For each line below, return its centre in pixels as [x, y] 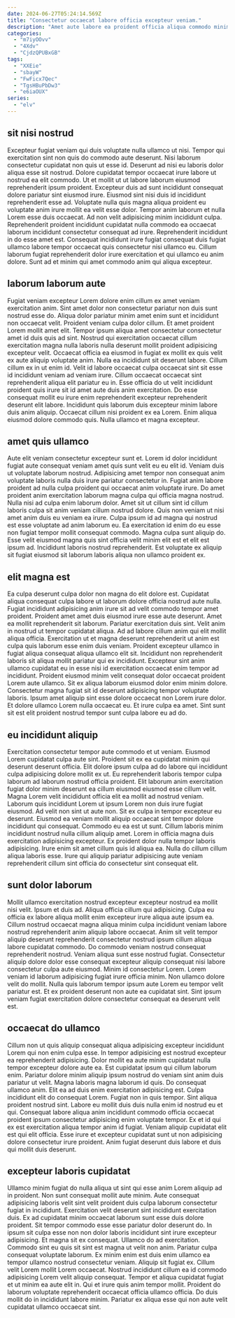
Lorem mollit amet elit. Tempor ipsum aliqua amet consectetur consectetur [114, 330]
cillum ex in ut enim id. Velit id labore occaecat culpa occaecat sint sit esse [115, 367]
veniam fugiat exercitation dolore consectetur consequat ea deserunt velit [114, 999]
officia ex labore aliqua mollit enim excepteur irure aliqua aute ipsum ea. [111, 917]
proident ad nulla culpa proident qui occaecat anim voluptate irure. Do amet [116, 488]
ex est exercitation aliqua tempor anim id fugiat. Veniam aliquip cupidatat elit [117, 1127]
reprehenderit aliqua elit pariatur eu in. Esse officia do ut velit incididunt [110, 382]
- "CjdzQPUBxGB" [37, 53]
